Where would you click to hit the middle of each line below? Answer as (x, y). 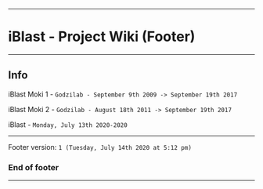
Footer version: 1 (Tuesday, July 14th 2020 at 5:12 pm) (100, 147)
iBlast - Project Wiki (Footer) (102, 37)
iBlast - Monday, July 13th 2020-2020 (68, 124)
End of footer (34, 167)
